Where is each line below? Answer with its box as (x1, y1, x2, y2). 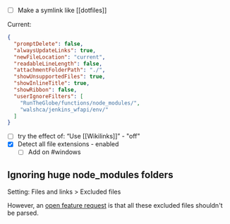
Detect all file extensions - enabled (17, 140, 119, 148)
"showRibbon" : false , (13, 86, 78, 94)
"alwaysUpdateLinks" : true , (13, 47, 97, 54)
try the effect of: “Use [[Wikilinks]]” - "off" (17, 132, 140, 141)
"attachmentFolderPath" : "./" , (13, 66, 106, 73)
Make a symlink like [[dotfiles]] (17, 6, 107, 14)
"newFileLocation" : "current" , (13, 53, 106, 61)
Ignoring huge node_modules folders (7, 169, 174, 181)
